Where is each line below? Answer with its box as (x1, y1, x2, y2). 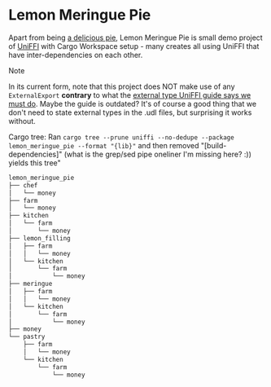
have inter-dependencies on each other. (8, 50, 143, 59)
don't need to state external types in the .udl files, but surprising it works (8, 108, 252, 117)
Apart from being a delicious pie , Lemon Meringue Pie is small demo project (8, 33, 263, 42)
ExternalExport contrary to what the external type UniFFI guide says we (8, 90, 251, 99)
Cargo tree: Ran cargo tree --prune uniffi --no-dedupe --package (8, 132, 234, 142)
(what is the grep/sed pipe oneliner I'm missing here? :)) (63, 149, 252, 159)
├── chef (8, 181, 38, 189)
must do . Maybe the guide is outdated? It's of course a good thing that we (8, 99, 257, 108)
